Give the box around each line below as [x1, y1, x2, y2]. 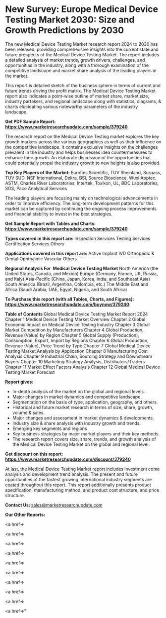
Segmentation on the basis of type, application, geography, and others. [12, 399, 158, 405]
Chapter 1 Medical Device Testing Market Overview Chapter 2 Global [5, 316, 146, 322]
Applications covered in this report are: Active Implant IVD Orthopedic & [5, 250, 155, 256]
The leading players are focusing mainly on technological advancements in [5, 195, 158, 201]
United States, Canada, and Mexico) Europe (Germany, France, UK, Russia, [5, 270, 158, 277]
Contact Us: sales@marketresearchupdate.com [5, 502, 103, 508]
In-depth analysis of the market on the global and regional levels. [12, 388, 145, 394]
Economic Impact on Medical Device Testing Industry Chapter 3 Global [5, 321, 150, 327]
